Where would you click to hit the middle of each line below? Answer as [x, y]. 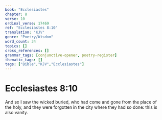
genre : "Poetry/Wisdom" [29, 37]
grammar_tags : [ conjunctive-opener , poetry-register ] [61, 55]
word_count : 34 [21, 42]
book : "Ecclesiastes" [27, 10]
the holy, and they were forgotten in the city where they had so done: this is [81, 107]
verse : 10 [15, 19]
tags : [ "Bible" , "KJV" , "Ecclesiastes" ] [45, 64]
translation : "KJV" [25, 32]
